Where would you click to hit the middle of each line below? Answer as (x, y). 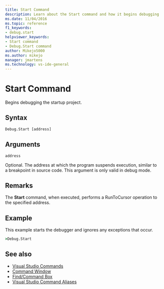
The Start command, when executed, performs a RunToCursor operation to (81, 198)
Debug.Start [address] (28, 129)
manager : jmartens (24, 60)
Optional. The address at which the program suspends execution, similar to (81, 165)
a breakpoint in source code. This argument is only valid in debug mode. (78, 170)
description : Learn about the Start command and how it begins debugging (82, 14)
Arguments (23, 145)
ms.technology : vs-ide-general (37, 64)
